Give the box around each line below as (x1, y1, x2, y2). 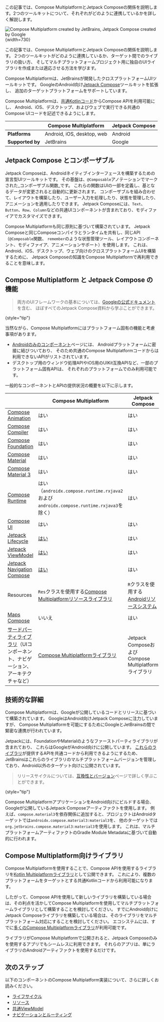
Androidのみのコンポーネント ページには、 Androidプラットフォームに (12, 341, 152, 347)
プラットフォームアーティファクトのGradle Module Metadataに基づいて (5, 830, 148, 836)
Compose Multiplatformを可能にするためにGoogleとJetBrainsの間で (19, 722, 156, 727)
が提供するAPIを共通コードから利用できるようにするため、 (22, 750, 141, 756)
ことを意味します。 (9, 260, 48, 266)
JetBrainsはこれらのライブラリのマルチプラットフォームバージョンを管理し (5, 756, 157, 762)
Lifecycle (7, 538, 28, 545)
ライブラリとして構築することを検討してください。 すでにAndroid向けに (13, 907, 159, 912)
